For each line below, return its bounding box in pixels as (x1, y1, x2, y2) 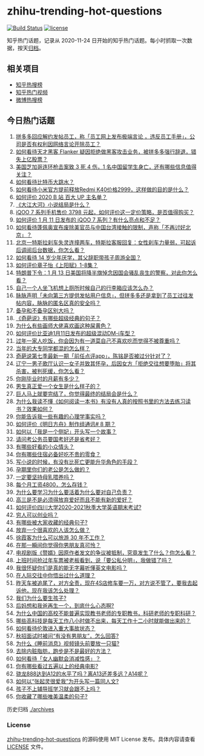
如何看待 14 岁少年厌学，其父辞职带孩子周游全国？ (15, 254, 142, 261)
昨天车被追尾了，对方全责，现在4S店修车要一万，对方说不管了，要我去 (15, 579, 192, 587)
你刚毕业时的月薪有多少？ (15, 375, 80, 382)
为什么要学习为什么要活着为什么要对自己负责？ (15, 488, 133, 496)
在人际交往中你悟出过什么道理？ (15, 571, 96, 579)
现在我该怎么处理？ (31, 587, 80, 594)
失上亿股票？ (15, 156, 48, 163)
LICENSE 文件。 (7, 743, 47, 750)
